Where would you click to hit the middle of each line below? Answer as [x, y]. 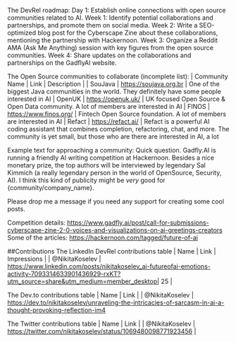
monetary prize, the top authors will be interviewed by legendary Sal [106, 165]
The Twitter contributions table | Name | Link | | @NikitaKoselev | [101, 324]
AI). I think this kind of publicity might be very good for [86, 180]
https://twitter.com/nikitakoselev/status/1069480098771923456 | [102, 331]
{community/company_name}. [51, 188]
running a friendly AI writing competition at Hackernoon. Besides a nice [111, 158]
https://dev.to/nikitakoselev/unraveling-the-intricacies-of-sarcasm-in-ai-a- [116, 302]
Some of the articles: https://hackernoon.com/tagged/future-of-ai [103, 237]
